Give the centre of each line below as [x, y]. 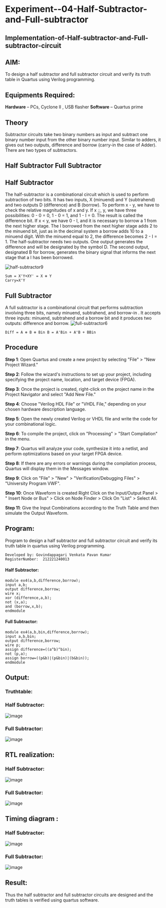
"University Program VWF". [33, 483]
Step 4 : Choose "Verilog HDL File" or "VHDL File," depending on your [76, 404]
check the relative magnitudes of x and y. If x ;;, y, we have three [71, 210]
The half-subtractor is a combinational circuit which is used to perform [77, 194]
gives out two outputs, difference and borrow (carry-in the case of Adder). [81, 145]
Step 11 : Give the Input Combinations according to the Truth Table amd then [82, 507]
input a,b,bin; [21, 636]
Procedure [22, 347]
